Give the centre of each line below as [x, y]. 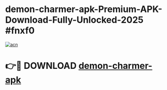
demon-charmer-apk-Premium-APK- [84, 9]
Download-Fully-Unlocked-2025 [74, 20]
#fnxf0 [20, 31]
